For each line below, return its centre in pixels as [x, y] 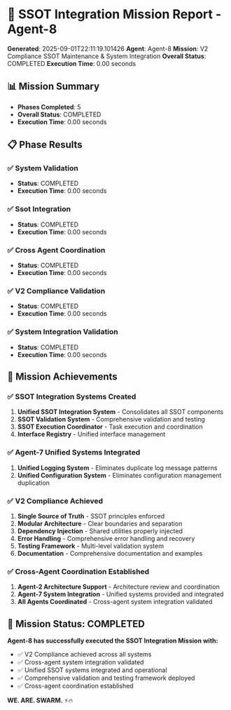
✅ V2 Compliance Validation [56, 290]
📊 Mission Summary [54, 87]
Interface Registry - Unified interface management [91, 434]
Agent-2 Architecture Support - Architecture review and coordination [119, 587]
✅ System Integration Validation [63, 332]
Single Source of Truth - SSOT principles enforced [91, 516]
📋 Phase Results [45, 145]
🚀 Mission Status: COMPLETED [76, 624]
